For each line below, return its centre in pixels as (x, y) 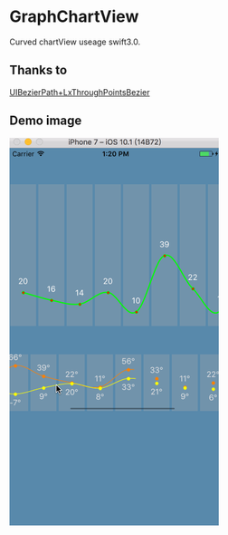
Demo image (46, 121)
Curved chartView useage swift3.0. (75, 42)
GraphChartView (74, 17)
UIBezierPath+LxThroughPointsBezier (80, 92)
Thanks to (38, 70)
